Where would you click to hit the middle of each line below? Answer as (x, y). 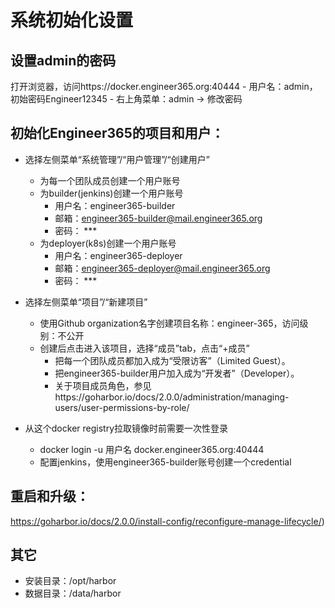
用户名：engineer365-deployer (118, 255)
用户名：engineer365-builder (115, 205)
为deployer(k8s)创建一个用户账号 (108, 243)
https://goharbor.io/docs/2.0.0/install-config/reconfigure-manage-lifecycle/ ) (167, 521)
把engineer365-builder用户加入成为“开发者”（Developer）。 (177, 373)
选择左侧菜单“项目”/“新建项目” (86, 302)
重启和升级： (50, 496)
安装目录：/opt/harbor (70, 581)
